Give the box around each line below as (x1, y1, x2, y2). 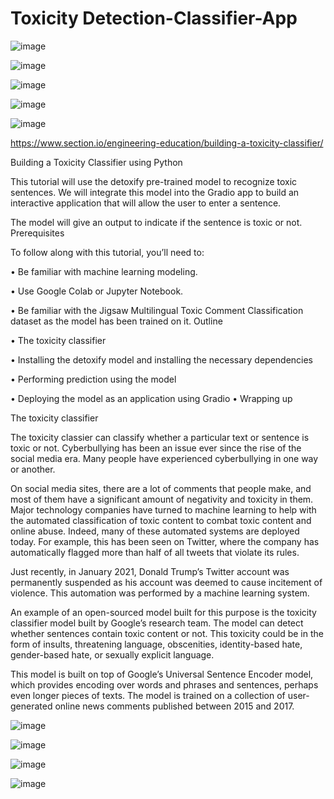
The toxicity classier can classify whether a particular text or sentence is (10, 431, 310, 443)
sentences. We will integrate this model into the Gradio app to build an (10, 186, 300, 198)
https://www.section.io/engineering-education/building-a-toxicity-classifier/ (10, 137, 324, 149)
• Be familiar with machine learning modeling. (10, 265, 198, 277)
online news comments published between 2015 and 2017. (54, 700, 295, 712)
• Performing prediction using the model (10, 373, 177, 385)
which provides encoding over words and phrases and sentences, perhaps (10, 678, 319, 691)
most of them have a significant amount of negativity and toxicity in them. (10, 493, 314, 505)
